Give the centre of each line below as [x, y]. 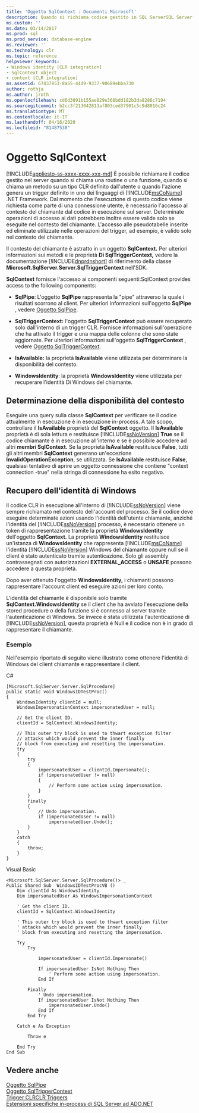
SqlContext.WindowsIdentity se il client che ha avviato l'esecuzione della [97, 604]
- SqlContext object [32, 73]
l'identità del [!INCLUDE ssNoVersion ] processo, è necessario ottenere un [96, 524]
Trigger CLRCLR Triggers [37, 1097]
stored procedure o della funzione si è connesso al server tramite [86, 610]
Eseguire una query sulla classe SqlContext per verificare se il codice [91, 415]
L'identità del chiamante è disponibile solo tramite [67, 598]
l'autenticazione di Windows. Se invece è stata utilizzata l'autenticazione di [98, 617]
